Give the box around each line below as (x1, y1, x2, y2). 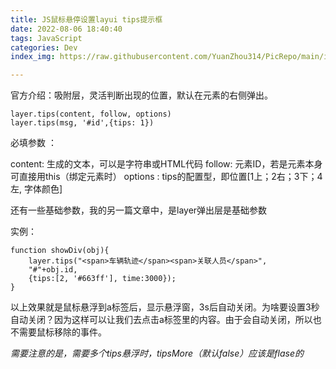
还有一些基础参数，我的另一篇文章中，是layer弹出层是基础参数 (10, 204, 268, 216)
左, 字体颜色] (10, 183, 63, 195)
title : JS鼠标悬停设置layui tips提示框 (10, 14, 163, 25)
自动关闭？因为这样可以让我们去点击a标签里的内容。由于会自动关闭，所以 (10, 314, 313, 326)
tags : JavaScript (10, 33, 83, 43)
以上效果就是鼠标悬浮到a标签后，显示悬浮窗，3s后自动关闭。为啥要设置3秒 (10, 301, 320, 313)
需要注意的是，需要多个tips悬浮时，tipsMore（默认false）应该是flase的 (10, 347, 304, 360)
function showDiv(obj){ (10, 246, 110, 256)
